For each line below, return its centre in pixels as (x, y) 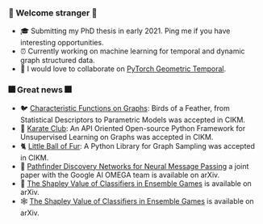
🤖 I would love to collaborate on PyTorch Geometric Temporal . (123, 69)
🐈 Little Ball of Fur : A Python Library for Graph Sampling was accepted (138, 146)
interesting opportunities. (62, 43)
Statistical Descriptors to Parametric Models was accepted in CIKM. (133, 120)
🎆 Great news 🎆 (40, 90)
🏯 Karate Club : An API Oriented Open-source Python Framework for (133, 128)
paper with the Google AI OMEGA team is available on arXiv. (120, 175)
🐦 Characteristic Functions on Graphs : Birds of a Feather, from (125, 108)
